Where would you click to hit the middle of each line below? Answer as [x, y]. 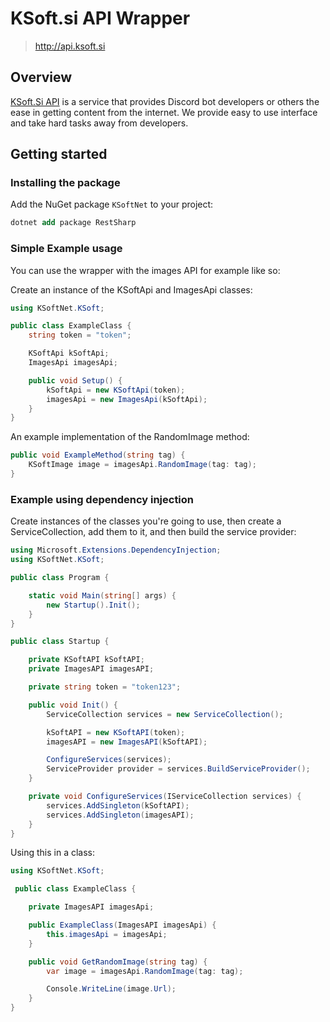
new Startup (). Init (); [93, 605]
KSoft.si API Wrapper [100, 18]
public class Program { [60, 578]
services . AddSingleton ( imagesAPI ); [120, 815]
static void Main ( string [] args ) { [102, 595]
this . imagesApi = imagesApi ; [107, 934]
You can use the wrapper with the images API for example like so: [145, 270]
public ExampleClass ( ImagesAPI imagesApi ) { [122, 925]
